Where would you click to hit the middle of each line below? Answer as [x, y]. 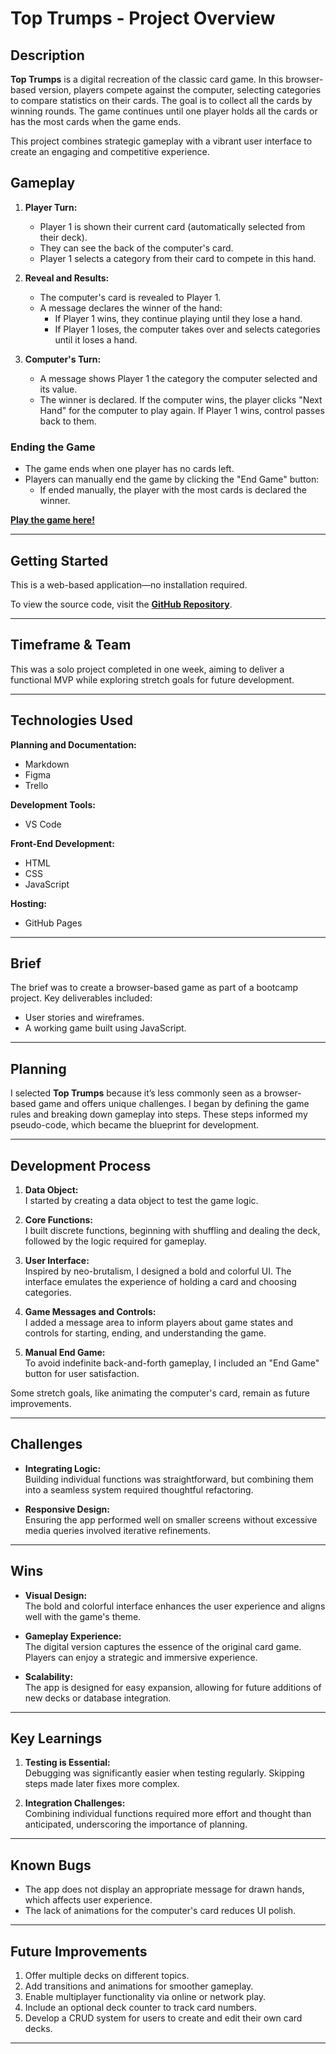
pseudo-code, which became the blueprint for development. [135, 1125]
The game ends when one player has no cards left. [129, 469]
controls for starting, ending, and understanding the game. [145, 1333]
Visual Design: [56, 1595]
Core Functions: [58, 1219]
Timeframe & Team [71, 645]
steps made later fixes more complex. [102, 1784]
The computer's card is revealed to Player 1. [130, 297]
